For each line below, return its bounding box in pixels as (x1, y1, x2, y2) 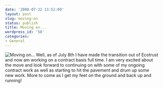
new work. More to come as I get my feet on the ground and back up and (5, 72, 152, 78)
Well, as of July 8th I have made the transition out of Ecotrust (36, 52, 159, 58)
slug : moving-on (5, 16, 38, 21)
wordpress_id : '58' (5, 29, 45, 34)
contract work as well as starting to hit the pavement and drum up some (5, 67, 149, 73)
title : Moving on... (5, 25, 47, 30)
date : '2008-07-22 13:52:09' (5, 7, 64, 12)
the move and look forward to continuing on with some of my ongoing (5, 62, 145, 68)
